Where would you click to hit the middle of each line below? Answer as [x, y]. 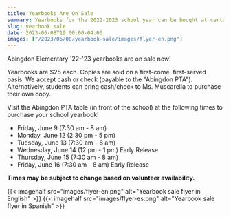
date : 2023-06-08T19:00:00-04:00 [55, 33]
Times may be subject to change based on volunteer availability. [101, 178]
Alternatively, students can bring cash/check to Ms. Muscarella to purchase [114, 87]
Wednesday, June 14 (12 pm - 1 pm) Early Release [88, 150]
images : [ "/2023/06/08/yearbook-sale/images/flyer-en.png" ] [95, 39]
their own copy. [29, 94]
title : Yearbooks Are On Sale [51, 13]
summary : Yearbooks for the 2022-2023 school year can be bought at [107, 20]
